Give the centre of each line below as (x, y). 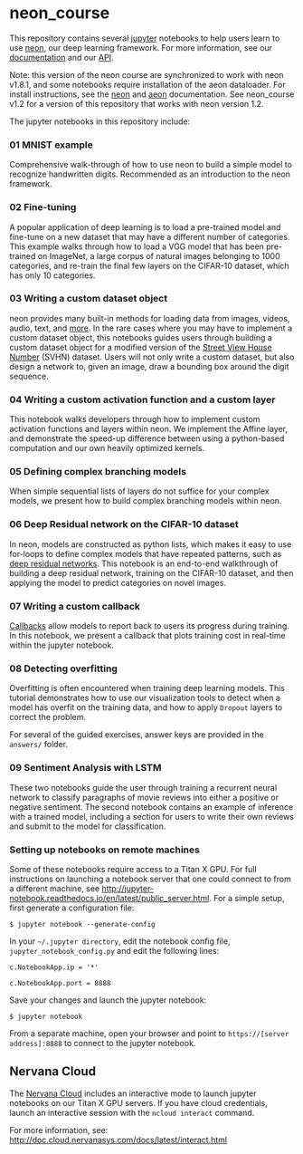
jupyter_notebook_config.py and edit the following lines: (114, 950)
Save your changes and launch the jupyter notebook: (108, 1000)
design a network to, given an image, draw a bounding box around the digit (149, 366)
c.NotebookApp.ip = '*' (54, 967)
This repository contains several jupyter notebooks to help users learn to (145, 38)
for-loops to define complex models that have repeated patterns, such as (146, 553)
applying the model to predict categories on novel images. (118, 582)
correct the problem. (47, 717)
